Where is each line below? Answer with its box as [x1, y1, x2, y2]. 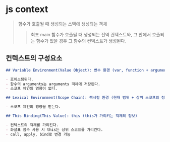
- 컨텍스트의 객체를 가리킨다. [6, 122, 59, 127]
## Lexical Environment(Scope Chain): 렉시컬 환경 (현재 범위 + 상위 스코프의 [6, 95, 159, 100]
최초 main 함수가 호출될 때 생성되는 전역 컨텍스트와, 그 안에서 [30, 31, 151, 37]
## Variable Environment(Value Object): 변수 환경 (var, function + [6, 67, 148, 73]
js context [6, 4, 48, 15]
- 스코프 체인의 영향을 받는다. [6, 104, 61, 109]
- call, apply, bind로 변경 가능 [6, 132, 71, 137]
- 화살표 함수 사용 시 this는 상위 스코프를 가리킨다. [6, 127, 103, 132]
